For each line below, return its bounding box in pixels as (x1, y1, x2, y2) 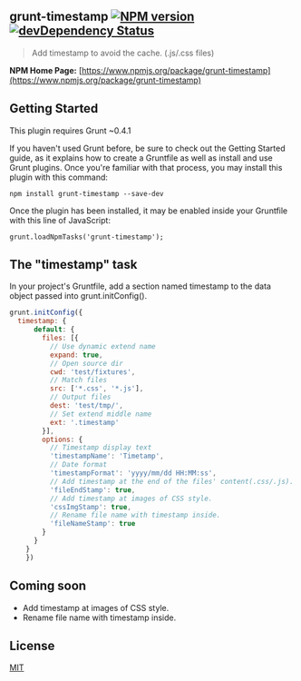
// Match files (49, 376, 107, 385)
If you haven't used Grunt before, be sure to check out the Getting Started (9, 143, 286, 153)
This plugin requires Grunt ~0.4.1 (9, 124, 131, 136)
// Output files (49, 392, 112, 402)
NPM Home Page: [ (9, 64, 83, 75)
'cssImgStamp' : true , (49, 502, 131, 511)
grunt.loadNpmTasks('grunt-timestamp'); (9, 232, 165, 242)
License (9, 637, 55, 654)
